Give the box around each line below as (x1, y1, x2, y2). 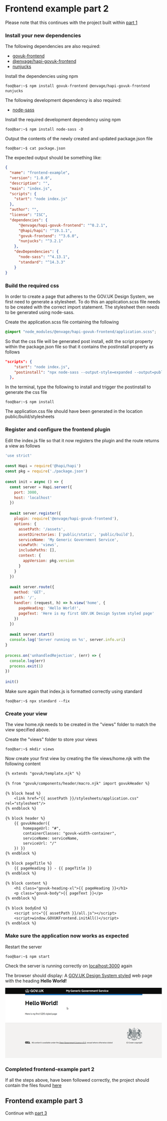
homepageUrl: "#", (23, 826, 61, 831)
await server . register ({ (9, 511, 61, 516)
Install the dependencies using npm (5, 73, 79, 79)
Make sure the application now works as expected (5, 932, 129, 939)
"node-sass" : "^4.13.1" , (18, 255, 70, 260)
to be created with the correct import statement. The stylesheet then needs (5, 304, 160, 310)
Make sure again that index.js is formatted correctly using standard (5, 688, 143, 694)
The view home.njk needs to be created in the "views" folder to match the (5, 722, 157, 728)
